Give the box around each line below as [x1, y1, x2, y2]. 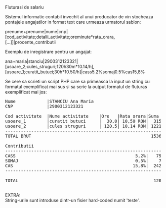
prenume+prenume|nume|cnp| [5, 29, 68, 34]
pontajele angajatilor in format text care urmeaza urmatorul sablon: [5, 19, 141, 25]
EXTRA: [5, 192, 21, 198]
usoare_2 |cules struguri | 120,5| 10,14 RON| [5, 123, 149, 129]
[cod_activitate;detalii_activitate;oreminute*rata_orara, [5, 34, 115, 40]
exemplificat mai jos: [5, 89, 47, 95]
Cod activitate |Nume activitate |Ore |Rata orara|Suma [5, 113, 159, 119]
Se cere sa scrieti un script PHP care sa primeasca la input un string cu [5, 79, 150, 84]
